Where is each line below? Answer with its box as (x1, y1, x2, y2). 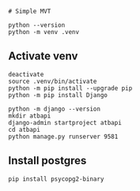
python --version (8, 21, 66, 29)
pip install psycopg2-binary (8, 174, 104, 183)
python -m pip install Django (8, 91, 108, 99)
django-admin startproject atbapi (8, 118, 123, 126)
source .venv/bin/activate (8, 77, 97, 85)
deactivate (8, 70, 44, 78)
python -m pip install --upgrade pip (8, 84, 133, 92)
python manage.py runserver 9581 (8, 133, 119, 140)
